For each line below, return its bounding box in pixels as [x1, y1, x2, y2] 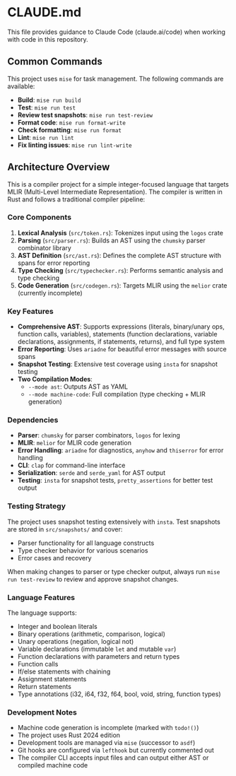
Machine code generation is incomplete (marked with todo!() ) [17, 724, 199, 732]
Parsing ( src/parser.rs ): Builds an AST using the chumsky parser [17, 236, 206, 245]
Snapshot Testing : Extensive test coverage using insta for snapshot [17, 360, 218, 368]
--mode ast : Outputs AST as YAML [28, 382, 129, 391]
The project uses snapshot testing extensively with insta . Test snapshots [7, 517, 220, 526]
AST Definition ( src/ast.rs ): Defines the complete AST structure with [17, 251, 221, 259]
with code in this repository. [7, 35, 88, 43]
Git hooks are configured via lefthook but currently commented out [17, 746, 214, 755]
